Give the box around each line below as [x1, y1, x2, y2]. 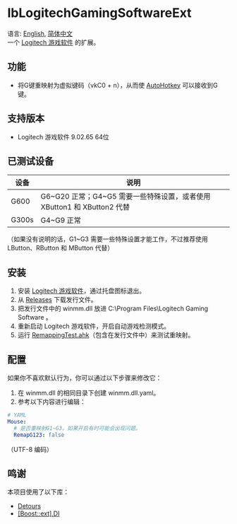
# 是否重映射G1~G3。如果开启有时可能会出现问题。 [13, 424, 141, 432]
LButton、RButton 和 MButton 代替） [7, 244, 114, 252]
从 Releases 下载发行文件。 [17, 296, 97, 304]
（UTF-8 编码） [7, 445, 53, 453]
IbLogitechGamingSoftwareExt [7, 5, 192, 21]
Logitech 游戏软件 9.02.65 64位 [17, 132, 109, 141]
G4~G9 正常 [40, 216, 81, 226]
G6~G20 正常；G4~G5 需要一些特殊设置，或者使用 [40, 192, 211, 202]
